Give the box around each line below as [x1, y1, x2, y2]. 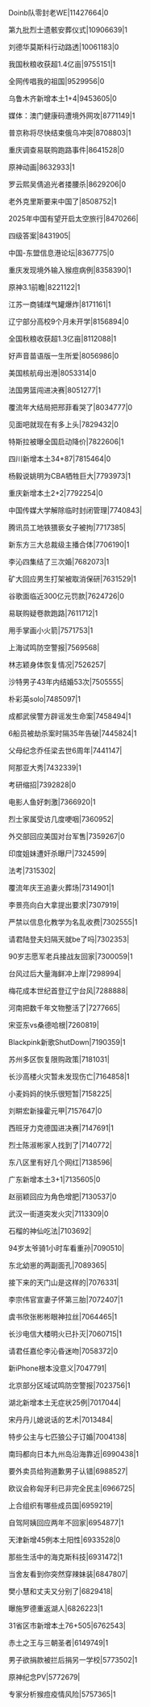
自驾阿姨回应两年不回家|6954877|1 [8, 1518, 124, 1527]
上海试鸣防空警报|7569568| [8, 643, 100, 652]
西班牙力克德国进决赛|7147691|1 [8, 1123, 115, 1133]
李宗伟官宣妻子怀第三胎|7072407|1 [8, 1295, 123, 1304]
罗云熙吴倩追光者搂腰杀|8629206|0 [8, 179, 127, 189]
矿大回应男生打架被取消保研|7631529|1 [8, 574, 137, 584]
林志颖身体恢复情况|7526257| [8, 660, 106, 669]
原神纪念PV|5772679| [8, 1672, 81, 1682]
